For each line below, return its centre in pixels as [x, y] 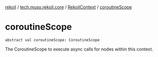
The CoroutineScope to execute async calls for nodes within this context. [79, 49]
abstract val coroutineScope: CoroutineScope [52, 40]
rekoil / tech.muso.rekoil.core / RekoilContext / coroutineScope [68, 7]
